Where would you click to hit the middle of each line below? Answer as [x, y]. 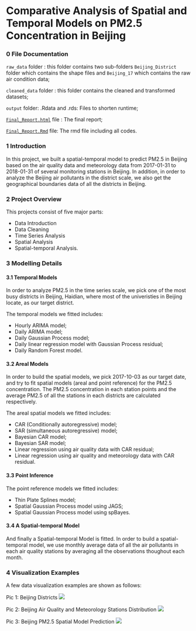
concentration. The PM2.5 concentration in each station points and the [91, 389]
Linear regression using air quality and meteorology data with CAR [94, 456]
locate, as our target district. [40, 303]
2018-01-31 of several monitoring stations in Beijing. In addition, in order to [96, 171]
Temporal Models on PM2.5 [74, 23]
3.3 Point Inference [30, 475]
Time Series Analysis [40, 236]
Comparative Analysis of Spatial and [97, 11]
